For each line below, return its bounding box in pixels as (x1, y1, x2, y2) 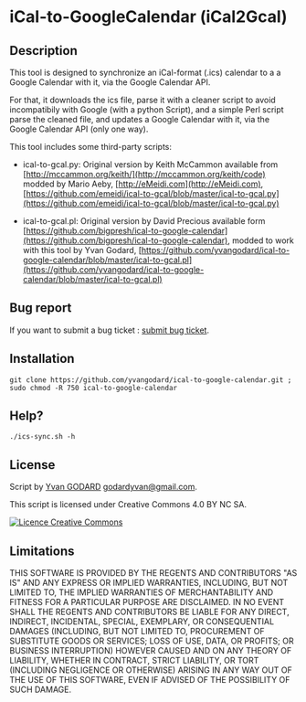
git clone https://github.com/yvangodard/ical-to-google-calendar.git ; (9, 375, 292, 385)
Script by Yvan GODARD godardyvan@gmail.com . (9, 482, 198, 493)
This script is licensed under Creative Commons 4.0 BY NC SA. (9, 499, 248, 510)
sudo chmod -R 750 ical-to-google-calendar (9, 383, 178, 392)
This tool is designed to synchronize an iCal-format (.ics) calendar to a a (9, 67, 281, 78)
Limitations (9, 543, 75, 558)
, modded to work (227, 235, 294, 246)
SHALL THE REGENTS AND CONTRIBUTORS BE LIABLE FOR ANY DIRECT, (9, 606, 290, 618)
